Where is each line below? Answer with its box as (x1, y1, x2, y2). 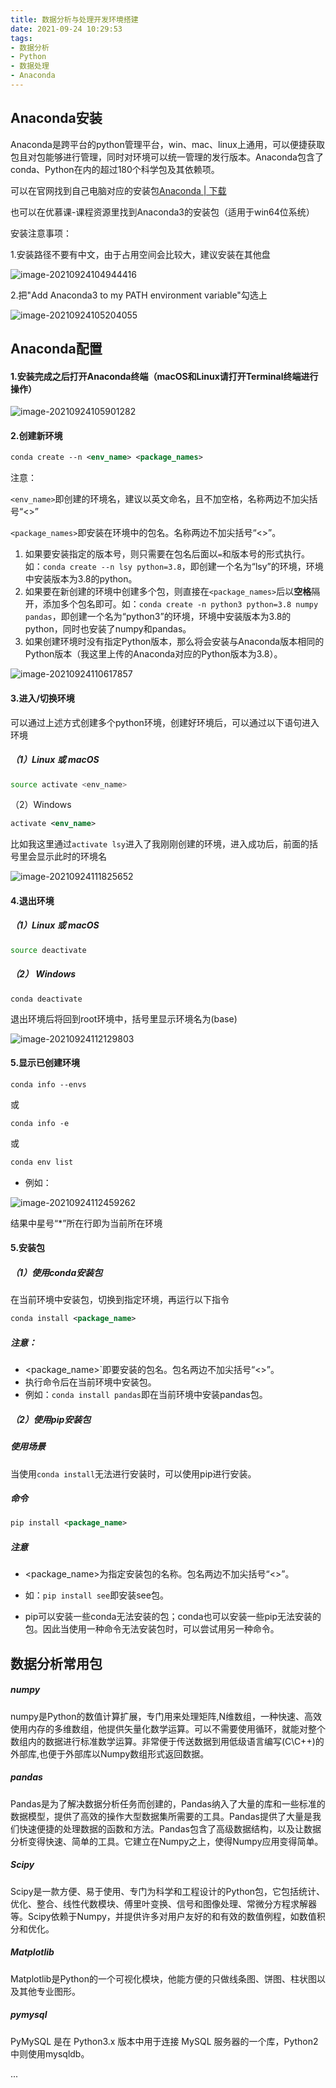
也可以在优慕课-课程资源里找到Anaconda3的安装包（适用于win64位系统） (10, 206, 315, 218)
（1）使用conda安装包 (10, 1266, 103, 1278)
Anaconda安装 (10, 110, 103, 127)
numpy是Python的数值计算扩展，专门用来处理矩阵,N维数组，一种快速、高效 (10, 1710, 323, 1722)
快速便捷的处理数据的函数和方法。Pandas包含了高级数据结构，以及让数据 (18, 1822, 322, 1835)
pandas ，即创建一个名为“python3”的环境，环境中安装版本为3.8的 (24, 611, 292, 623)
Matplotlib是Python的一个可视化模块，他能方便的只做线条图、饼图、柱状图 (10, 1972, 317, 1985)
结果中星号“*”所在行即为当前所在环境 (10, 1217, 163, 1229)
